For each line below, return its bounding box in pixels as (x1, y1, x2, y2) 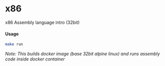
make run (5, 42, 23, 47)
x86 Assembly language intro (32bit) (5, 19, 80, 25)
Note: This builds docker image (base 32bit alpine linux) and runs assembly (5, 51, 160, 57)
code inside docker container (5, 56, 65, 62)
